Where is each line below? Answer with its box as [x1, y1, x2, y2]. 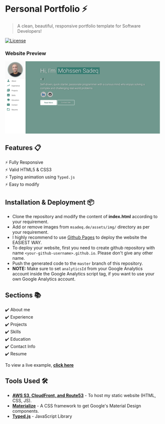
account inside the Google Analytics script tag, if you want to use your [12, 271, 155, 277]
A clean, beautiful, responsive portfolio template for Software [17, 23, 141, 29]
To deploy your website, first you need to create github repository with [12, 245, 155, 251]
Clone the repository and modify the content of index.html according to [12, 214, 158, 220]
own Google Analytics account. [12, 276, 76, 282]
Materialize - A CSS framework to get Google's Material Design [12, 402, 141, 409]
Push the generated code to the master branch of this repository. [12, 260, 143, 267]
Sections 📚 [5, 291, 41, 299]
